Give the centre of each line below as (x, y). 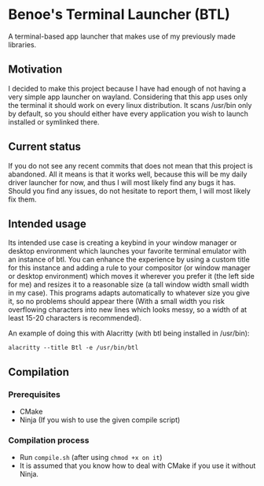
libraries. (22, 44)
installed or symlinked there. (54, 122)
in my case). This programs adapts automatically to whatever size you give (129, 293)
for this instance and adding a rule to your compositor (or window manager (130, 268)
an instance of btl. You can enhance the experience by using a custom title (129, 260)
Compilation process (49, 440)
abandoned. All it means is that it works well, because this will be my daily (128, 174)
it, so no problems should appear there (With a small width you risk (117, 302)
